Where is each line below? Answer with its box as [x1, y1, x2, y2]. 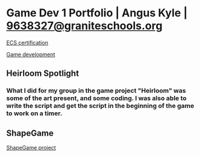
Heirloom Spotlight [6, 68, 79, 79]
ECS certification [6, 39, 48, 46]
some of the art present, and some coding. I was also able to [6, 94, 187, 102]
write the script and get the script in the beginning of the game [6, 102, 195, 110]
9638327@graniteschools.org [6, 19, 162, 33]
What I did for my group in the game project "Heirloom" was [6, 87, 186, 95]
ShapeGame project [6, 144, 56, 152]
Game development [6, 50, 56, 58]
